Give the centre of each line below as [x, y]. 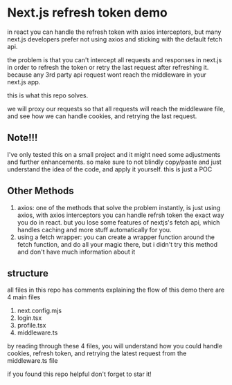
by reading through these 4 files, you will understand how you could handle [115, 346]
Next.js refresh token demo [87, 13]
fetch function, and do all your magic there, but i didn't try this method [117, 244]
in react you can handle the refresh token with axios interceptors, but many [114, 32]
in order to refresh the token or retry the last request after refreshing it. [108, 67]
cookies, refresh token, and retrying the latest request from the [97, 353]
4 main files [24, 297]
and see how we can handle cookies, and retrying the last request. [102, 116]
